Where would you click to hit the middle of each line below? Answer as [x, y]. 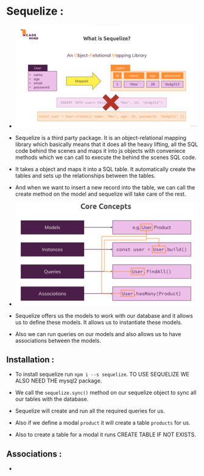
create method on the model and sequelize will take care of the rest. [100, 194]
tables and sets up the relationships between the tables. [85, 176]
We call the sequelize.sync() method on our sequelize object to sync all [106, 393]
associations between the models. [58, 340]
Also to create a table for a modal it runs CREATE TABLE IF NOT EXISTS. [106, 434]
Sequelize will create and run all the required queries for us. [90, 411]
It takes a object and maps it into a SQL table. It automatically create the [105, 169]
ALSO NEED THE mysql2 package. [58, 381]
